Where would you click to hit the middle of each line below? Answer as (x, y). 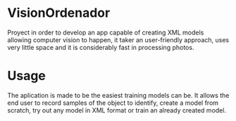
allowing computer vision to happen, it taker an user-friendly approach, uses (118, 39)
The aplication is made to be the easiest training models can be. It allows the (118, 95)
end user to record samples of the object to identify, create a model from (113, 103)
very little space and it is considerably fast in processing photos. (101, 47)
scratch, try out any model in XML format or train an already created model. (117, 110)
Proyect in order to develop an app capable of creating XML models (106, 32)
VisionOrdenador (59, 13)
